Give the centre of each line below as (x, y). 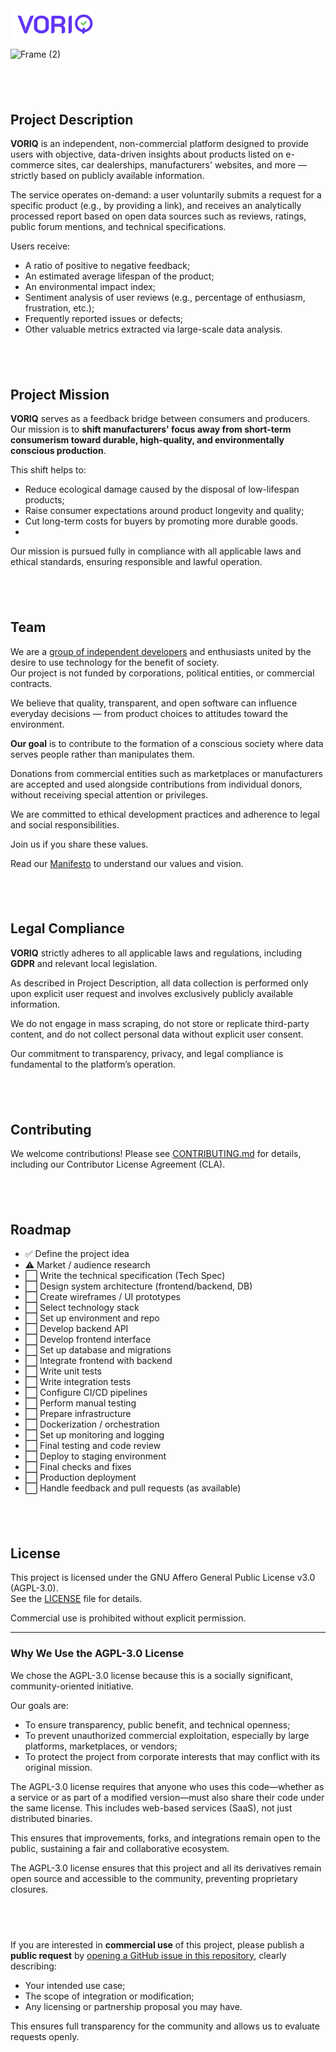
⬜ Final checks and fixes (78, 1467)
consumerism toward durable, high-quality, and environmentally (147, 440)
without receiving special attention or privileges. (109, 794)
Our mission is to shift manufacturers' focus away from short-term (151, 429)
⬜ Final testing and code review (93, 1446)
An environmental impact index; (90, 287)
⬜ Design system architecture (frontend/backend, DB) (138, 1286)
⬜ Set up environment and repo (92, 1318)
